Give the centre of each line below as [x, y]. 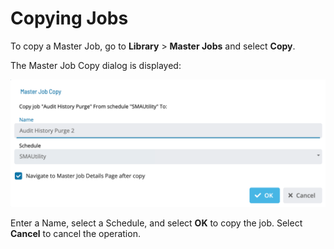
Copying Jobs [69, 18]
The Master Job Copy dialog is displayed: [96, 65]
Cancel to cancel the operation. [75, 233]
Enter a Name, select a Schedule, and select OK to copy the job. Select [156, 223]
